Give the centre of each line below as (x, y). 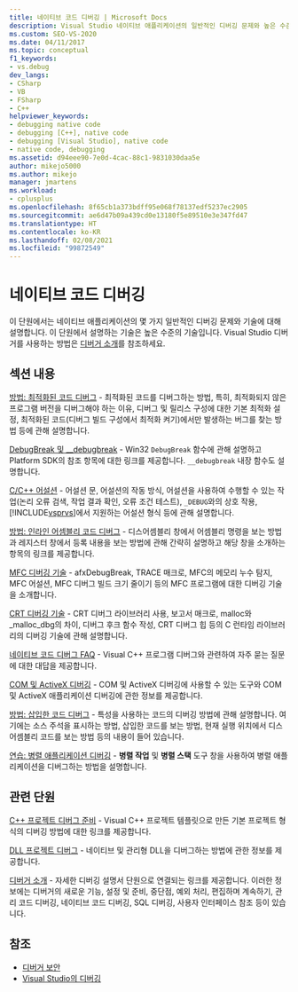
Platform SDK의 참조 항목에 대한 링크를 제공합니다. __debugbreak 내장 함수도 (142, 460)
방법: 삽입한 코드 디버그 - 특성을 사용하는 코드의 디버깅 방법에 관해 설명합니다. (143, 714)
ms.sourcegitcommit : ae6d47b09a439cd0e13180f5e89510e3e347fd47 (129, 215)
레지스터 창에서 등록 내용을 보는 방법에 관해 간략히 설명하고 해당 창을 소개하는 (152, 542)
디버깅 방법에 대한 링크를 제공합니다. (88, 831)
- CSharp (25, 83)
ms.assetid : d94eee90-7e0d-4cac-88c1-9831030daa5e (105, 157)
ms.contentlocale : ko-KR (55, 232)
